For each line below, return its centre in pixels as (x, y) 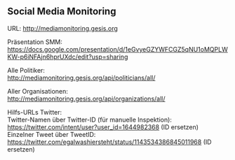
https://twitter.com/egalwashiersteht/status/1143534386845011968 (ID (109, 142)
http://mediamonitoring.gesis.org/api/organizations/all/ (87, 99)
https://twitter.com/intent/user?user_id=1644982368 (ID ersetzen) (103, 127)
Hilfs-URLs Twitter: (35, 112)
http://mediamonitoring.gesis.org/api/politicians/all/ (81, 78)
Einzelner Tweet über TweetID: (52, 134)
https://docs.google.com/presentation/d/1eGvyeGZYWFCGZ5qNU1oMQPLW (117, 49)
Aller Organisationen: (38, 91)
